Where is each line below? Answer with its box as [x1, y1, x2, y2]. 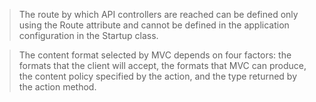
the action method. [18, 81, 97, 93]
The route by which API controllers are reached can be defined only [18, 9, 299, 20]
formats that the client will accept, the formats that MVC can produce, [18, 60, 307, 71]
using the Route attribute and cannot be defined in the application [18, 19, 290, 31]
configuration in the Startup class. [18, 30, 159, 41]
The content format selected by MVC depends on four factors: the [18, 49, 292, 61]
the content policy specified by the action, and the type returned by [18, 70, 298, 82]
